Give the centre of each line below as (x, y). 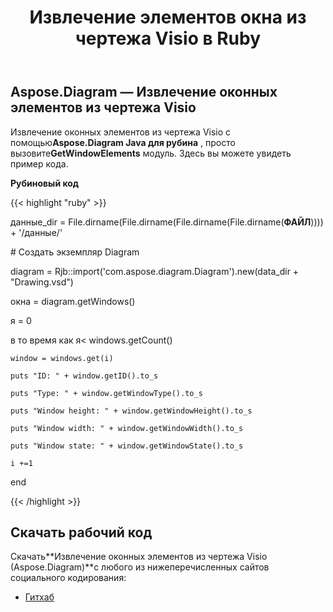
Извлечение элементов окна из (168, 17)
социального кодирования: (68, 578)
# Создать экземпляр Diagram (75, 252)
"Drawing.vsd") (42, 282)
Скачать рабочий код (81, 532)
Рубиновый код (45, 183)
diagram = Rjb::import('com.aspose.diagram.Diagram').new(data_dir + (155, 271)
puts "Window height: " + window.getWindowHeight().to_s (131, 411)
